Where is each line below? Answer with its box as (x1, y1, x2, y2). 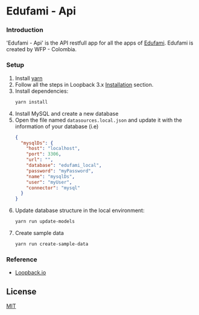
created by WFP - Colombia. (6, 46, 77, 53)
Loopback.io (14, 269, 46, 276)
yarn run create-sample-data (14, 241, 89, 248)
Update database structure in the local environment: (14, 207, 145, 214)
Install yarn (14, 74, 43, 82)
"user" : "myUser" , (26, 179, 72, 185)
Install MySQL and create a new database (14, 110, 119, 117)
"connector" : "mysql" (26, 185, 80, 191)
